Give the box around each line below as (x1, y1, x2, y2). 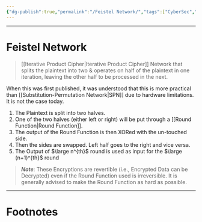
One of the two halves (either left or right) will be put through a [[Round (14, 116, 192, 123)
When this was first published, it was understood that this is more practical (6, 85, 191, 92)
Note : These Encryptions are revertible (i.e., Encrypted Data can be (20, 165, 188, 173)
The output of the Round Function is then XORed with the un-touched (14, 128, 188, 135)
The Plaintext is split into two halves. (14, 109, 106, 116)
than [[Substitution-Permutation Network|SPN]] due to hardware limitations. (6, 91, 194, 98)
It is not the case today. (6, 97, 64, 105)
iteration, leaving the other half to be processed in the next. (20, 73, 168, 80)
